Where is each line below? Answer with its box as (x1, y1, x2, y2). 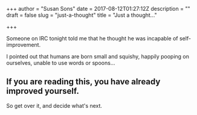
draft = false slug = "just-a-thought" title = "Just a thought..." (6, 11, 157, 19)
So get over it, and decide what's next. (6, 102, 103, 109)
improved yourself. (6, 86, 80, 96)
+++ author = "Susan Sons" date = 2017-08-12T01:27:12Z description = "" (6, 5, 190, 12)
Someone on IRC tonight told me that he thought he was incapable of (6, 35, 178, 42)
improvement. (6, 42, 41, 48)
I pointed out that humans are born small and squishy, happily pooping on (6, 53, 189, 60)
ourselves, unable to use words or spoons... (6, 60, 115, 66)
